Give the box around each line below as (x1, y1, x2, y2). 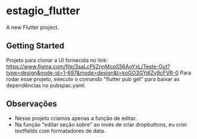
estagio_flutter (6, 4, 80, 18)
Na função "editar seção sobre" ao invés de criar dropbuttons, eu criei (14, 121, 187, 128)
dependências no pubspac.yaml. (6, 82, 86, 89)
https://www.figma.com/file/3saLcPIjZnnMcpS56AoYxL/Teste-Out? (6, 63, 170, 70)
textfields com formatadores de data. (14, 127, 106, 134)
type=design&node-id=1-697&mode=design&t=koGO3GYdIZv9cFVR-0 (6, 69, 179, 76)
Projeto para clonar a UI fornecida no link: (6, 56, 108, 63)
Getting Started (6, 41, 65, 51)
